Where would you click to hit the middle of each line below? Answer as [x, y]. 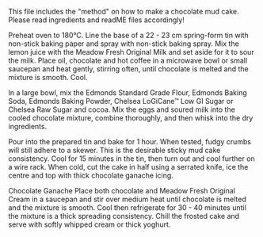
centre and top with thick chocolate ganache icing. [91, 175]
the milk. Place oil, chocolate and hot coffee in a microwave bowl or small [128, 60]
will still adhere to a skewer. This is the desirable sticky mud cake [114, 150]
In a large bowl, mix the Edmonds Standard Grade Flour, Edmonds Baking [128, 93]
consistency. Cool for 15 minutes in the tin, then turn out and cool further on [131, 159]
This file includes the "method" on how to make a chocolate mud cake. [124, 11]
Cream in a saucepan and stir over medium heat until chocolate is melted [128, 199]
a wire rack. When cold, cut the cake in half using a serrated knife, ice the [128, 167]
